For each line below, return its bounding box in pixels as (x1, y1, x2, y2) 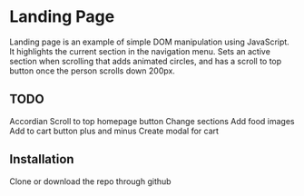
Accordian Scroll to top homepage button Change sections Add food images (9, 115, 295, 126)
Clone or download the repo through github (9, 175, 172, 187)
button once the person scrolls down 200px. (9, 65, 175, 76)
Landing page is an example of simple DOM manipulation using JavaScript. (9, 36, 290, 47)
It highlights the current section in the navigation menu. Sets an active (9, 45, 270, 56)
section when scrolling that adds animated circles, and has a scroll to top (9, 55, 282, 66)
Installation (9, 152, 74, 167)
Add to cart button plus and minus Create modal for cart (9, 125, 220, 136)
